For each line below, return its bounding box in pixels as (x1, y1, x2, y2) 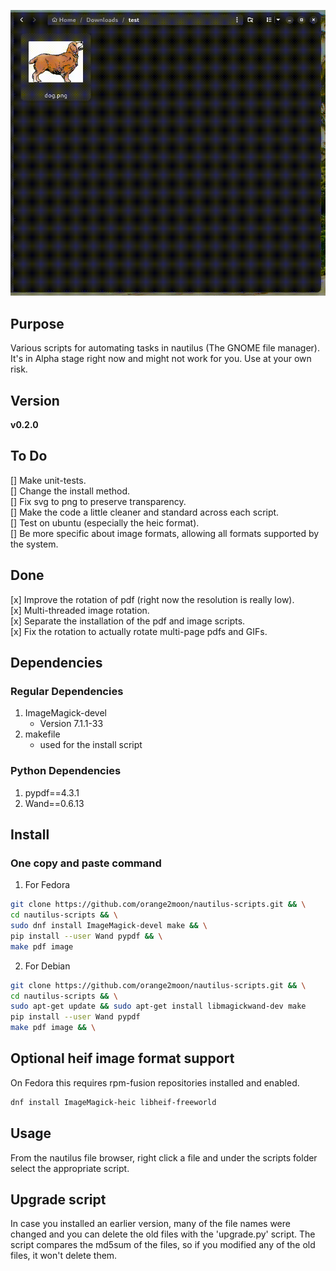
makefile (24, 728, 61, 740)
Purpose (10, 315, 65, 332)
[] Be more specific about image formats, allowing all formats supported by (10, 527, 320, 539)
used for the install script (39, 739, 143, 751)
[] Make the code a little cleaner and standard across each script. (10, 506, 280, 518)
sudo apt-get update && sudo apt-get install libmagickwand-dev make (10, 1001, 307, 1012)
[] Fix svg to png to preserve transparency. (10, 495, 187, 507)
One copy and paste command (10, 856, 162, 870)
